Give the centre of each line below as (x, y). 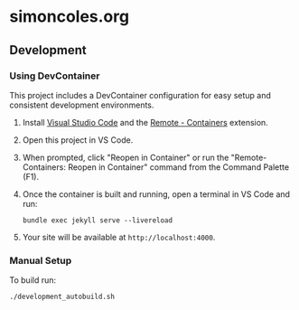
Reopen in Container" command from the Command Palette (178, 167)
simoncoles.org (69, 17)
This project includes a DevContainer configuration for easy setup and (140, 95)
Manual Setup (41, 260)
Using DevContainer (55, 76)
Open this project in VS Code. (78, 140)
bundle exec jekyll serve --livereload (98, 220)
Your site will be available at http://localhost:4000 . (119, 237)
